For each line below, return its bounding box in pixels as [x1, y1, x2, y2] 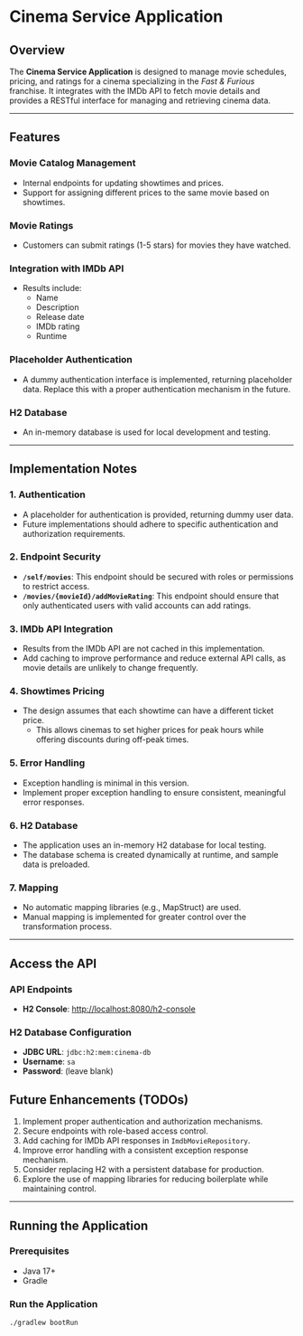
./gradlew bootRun [9, 1318, 78, 1328]
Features [9, 129, 60, 146]
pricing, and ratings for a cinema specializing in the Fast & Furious [9, 76, 255, 87]
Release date [35, 312, 85, 323]
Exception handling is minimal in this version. [22, 777, 189, 788]
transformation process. [22, 921, 113, 932]
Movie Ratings [9, 219, 74, 231]
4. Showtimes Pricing [9, 685, 106, 698]
